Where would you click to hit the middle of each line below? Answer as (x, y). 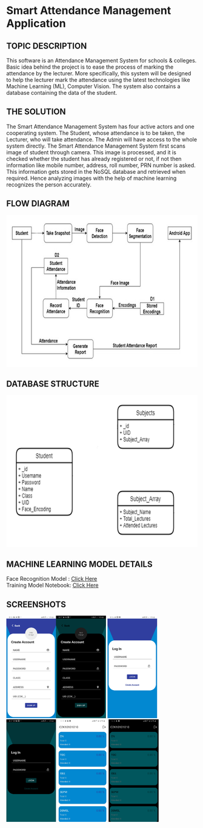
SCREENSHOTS (36, 604)
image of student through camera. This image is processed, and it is (92, 152)
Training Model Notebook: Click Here (52, 585)
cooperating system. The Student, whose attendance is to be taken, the (95, 133)
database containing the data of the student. (62, 93)
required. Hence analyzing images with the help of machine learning (92, 178)
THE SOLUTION (36, 112)
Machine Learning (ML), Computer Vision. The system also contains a (93, 86)
